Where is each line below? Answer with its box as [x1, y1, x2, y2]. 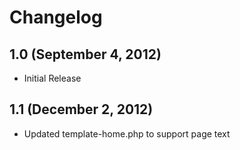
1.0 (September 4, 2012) [9, 46, 162, 63]
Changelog [9, 6, 103, 29]
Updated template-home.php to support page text [23, 127, 231, 140]
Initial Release [23, 72, 82, 84]
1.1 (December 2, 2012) [9, 101, 154, 118]
